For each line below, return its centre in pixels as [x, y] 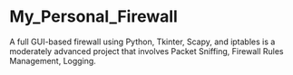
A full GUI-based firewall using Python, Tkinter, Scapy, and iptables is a [142, 42]
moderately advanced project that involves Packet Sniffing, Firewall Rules [146, 51]
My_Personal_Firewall [94, 17]
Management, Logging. [53, 61]
